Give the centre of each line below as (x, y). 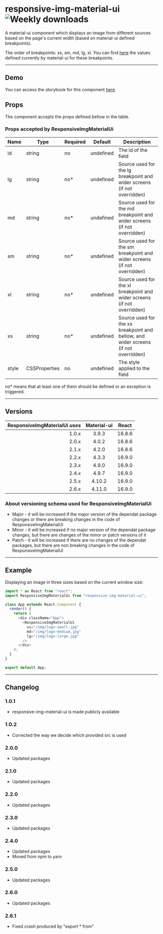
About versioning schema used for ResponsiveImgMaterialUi (78, 503)
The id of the (133, 150)
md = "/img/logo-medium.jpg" (54, 632)
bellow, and (132, 336)
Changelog (22, 687)
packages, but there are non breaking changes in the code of (73, 545)
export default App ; (26, 667)
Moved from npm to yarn (37, 856)
